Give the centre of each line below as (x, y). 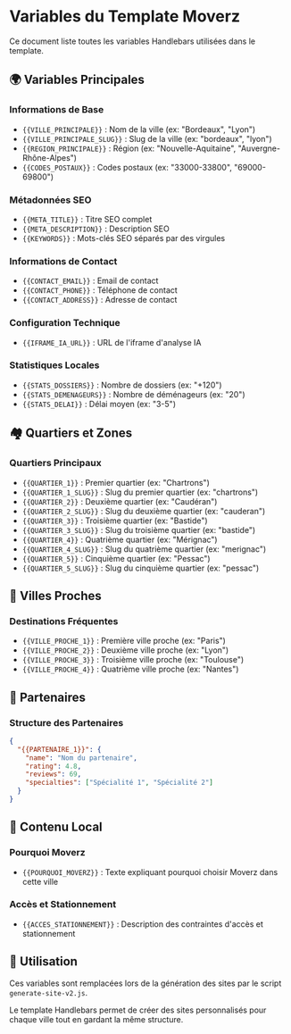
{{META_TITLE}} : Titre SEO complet (87, 219)
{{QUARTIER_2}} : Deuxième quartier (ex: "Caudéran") (120, 501)
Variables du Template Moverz (125, 17)
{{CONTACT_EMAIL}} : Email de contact (90, 281)
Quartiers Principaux (55, 463)
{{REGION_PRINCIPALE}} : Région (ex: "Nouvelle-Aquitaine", (129, 148)
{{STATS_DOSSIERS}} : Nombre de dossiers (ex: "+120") (122, 385)
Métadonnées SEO (50, 200)
